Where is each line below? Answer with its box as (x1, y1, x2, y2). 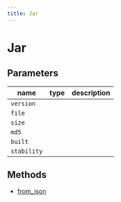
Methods (7, 169, 47, 181)
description (71, 88, 111, 98)
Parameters (7, 67, 59, 80)
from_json (17, 187, 46, 196)
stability (10, 147, 43, 155)
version (10, 100, 36, 107)
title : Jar (7, 10, 39, 17)
